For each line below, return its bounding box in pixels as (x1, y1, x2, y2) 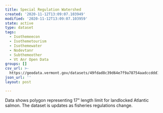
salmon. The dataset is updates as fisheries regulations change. (5, 102, 133, 108)
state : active (5, 20, 34, 26)
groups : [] (5, 61, 27, 66)
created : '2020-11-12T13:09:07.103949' (5, 12, 86, 17)
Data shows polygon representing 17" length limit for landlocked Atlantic (5, 97, 149, 103)
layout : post (5, 79, 32, 84)
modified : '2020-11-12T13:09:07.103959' (5, 16, 88, 21)
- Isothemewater (9, 43, 42, 48)
